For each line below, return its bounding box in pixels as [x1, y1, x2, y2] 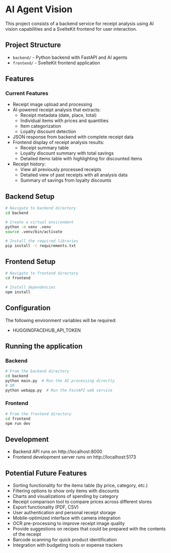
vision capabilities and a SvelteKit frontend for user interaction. [5, 26, 137, 32]
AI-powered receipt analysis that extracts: [12, 107, 101, 113]
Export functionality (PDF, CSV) [12, 504, 79, 510]
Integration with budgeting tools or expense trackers [12, 542, 123, 548]
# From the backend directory [5, 369, 70, 374]
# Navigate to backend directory [5, 206, 76, 211]
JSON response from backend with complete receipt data [12, 134, 134, 140]
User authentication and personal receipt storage [12, 510, 116, 516]
